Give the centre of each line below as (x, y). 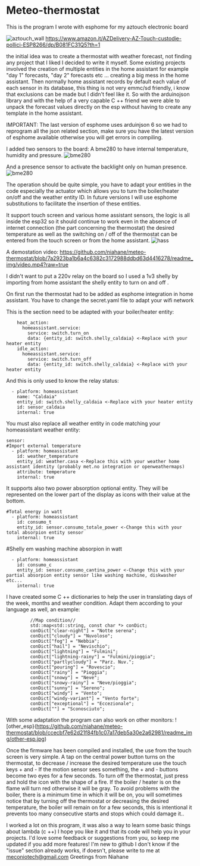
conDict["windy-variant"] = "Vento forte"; (85, 698)
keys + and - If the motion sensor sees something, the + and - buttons (92, 769)
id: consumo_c (34, 565)
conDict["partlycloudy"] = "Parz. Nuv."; (82, 662)
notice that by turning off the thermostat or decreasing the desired (87, 801)
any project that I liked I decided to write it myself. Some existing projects (96, 62)
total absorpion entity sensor (45, 532)
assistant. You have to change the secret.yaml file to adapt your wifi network (100, 300)
